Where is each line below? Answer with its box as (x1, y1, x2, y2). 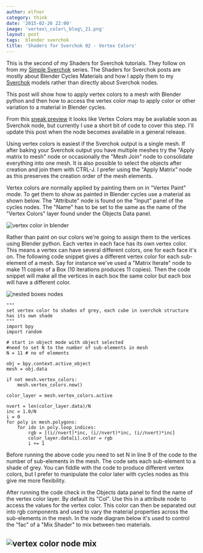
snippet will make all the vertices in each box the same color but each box (6, 272, 191, 280)
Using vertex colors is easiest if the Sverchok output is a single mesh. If (6, 140, 185, 147)
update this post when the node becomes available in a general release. (6, 128, 187, 136)
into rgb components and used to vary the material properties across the (6, 508, 188, 515)
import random (6, 329, 43, 335)
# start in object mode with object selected (6, 339, 123, 345)
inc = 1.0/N (6, 408, 36, 414)
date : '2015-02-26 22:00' (6, 20, 72, 26)
